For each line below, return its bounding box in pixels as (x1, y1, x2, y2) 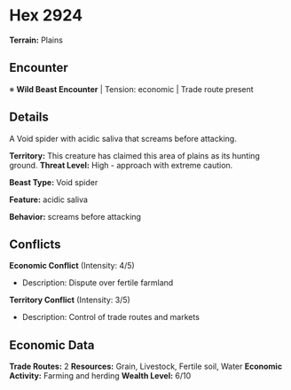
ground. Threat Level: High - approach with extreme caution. (9, 160, 233, 170)
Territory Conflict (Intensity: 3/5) (9, 294, 130, 306)
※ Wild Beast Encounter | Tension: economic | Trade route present (9, 83, 255, 94)
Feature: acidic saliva (9, 194, 89, 205)
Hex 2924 (9, 5, 83, 26)
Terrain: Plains (9, 35, 64, 45)
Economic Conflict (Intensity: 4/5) (9, 261, 135, 271)
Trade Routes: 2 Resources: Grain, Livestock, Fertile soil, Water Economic (9, 361, 282, 372)
